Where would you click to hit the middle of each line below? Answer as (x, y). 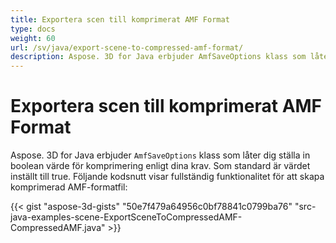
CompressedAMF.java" (58, 228)
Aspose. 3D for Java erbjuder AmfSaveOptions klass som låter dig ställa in (160, 155)
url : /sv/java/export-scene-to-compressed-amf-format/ (127, 47)
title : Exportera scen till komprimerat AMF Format (120, 19)
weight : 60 (33, 38)
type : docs (33, 29)
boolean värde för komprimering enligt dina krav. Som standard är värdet (160, 166)
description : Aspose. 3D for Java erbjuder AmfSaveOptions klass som (158, 57)
